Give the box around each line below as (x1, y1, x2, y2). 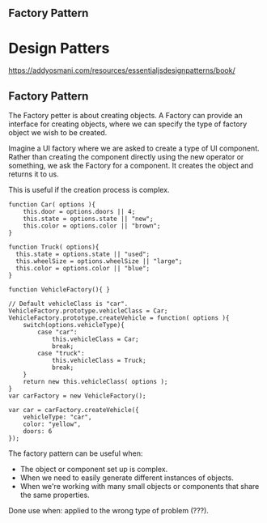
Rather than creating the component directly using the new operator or (8, 152, 244, 162)
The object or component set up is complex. (19, 465, 168, 474)
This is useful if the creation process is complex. (8, 185, 170, 195)
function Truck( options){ (8, 243, 100, 252)
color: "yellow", (23, 420, 82, 428)
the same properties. (19, 490, 91, 500)
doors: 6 (23, 427, 53, 436)
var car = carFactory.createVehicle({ (8, 406, 139, 415)
